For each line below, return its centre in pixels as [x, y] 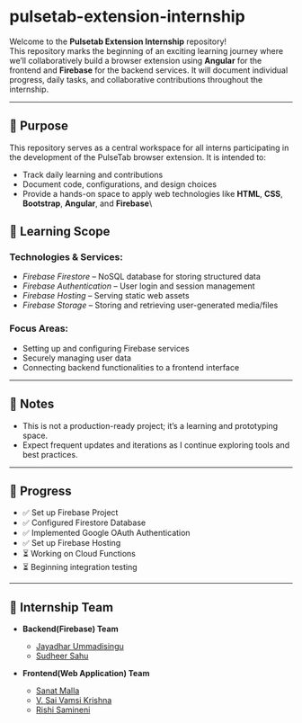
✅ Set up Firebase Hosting [71, 543]
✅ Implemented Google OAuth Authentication [106, 533]
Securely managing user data [77, 358]
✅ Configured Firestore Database [84, 522]
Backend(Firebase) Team [70, 629]
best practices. [50, 454]
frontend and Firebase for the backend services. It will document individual [149, 70]
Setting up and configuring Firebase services [106, 348]
